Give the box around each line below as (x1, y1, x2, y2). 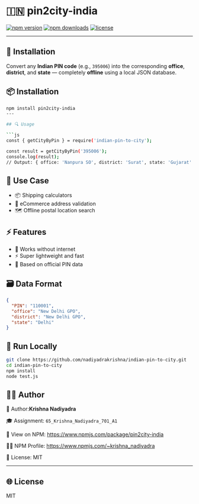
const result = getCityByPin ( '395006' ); (6, 148, 108, 154)
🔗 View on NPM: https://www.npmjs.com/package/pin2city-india (6, 431, 164, 438)
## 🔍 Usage (6, 121, 34, 128)
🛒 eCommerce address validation (14, 200, 96, 208)
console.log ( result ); (6, 154, 60, 160)
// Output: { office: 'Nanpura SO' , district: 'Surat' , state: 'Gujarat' (6, 159, 192, 165)
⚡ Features (6, 227, 47, 237)
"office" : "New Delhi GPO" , (11, 308, 81, 314)
